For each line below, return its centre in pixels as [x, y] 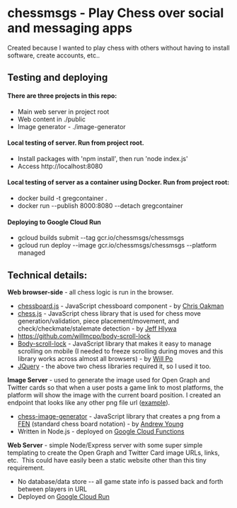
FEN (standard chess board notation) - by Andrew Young [100, 424]
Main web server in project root [63, 111]
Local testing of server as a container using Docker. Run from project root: [118, 182]
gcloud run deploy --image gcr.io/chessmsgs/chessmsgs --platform [117, 245]
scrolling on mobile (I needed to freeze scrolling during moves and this [120, 351]
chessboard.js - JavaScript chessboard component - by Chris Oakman [121, 306]
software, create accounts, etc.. [54, 55]
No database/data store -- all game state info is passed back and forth [120, 481]
